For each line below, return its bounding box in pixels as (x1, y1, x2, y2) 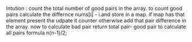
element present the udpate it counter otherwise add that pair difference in (6, 17, 186, 24)
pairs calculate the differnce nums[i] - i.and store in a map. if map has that (6, 11, 185, 18)
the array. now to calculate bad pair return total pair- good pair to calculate (6, 23, 186, 30)
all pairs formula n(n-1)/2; (6, 29, 67, 36)
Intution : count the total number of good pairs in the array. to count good (6, 5, 183, 12)
